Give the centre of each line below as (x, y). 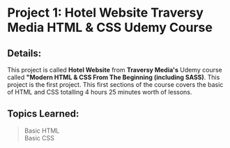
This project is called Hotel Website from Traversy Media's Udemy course (115, 70)
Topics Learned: (43, 114)
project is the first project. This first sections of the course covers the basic (115, 84)
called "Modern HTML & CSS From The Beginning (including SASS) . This (114, 77)
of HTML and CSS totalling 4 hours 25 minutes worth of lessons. (100, 92)
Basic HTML (42, 131)
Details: (24, 53)
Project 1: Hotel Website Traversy (106, 13)
